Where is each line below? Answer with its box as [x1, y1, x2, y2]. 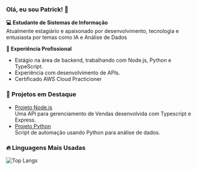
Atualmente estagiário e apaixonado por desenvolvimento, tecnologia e [6, 28, 179, 35]
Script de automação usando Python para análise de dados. [14, 129, 160, 136]
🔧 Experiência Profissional [6, 45, 72, 53]
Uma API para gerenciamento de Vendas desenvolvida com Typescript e [14, 110, 192, 117]
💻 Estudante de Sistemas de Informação [6, 19, 108, 26]
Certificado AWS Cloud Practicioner [14, 76, 102, 83]
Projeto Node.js [14, 103, 52, 111]
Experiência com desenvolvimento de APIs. [14, 69, 120, 76]
